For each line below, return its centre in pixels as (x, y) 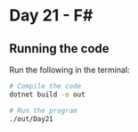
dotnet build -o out (48, 95)
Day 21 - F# (51, 16)
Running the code (59, 49)
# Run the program (43, 111)
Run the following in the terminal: (70, 70)
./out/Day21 (31, 119)
